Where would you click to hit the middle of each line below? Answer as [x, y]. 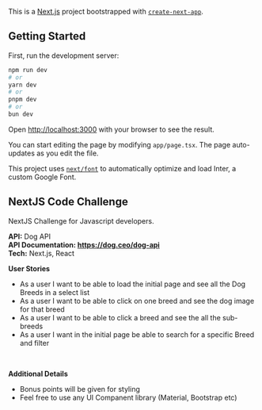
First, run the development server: [64, 56]
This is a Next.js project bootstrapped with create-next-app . [106, 11]
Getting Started [47, 36]
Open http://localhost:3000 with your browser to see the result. [112, 129]
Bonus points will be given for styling [80, 389]
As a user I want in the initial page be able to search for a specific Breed [137, 334]
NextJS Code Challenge [68, 202]
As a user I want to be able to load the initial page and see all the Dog [133, 284]
